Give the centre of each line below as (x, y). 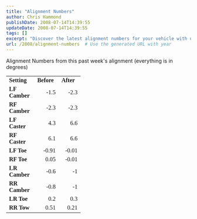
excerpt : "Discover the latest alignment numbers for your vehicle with (97, 39)
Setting (18, 80)
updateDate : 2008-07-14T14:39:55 (47, 28)
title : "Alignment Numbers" (40, 11)
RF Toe (18, 159)
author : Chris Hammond (34, 17)
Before (45, 80)
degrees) (17, 67)
